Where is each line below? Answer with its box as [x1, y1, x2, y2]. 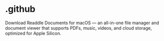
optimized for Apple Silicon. [5, 30, 62, 36]
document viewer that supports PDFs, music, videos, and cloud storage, [5, 25, 152, 31]
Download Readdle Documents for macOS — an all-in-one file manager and [5, 20, 160, 26]
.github [5, 3, 36, 15]
